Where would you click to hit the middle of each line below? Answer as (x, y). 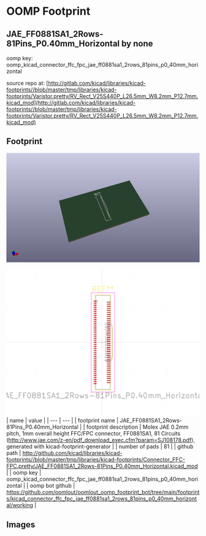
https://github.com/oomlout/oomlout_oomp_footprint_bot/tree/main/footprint (103, 492)
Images (21, 525)
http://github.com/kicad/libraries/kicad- (72, 453)
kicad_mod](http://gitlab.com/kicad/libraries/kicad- (71, 103)
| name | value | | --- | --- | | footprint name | (63, 421)
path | (14, 453)
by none (137, 43)
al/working (20, 505)
